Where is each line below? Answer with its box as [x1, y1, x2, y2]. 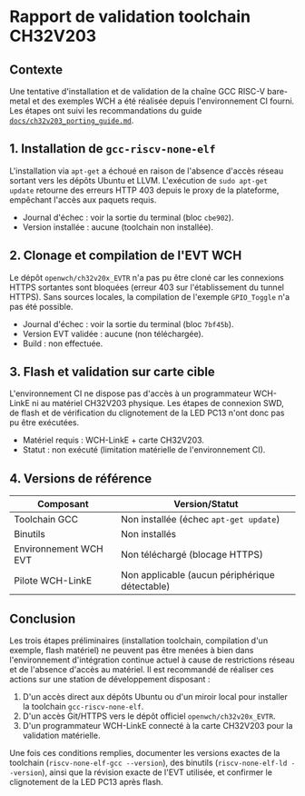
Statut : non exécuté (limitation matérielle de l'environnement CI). [22, 444, 266, 455]
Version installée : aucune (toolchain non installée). [22, 221, 213, 233]
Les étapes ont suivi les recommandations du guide [9, 105, 202, 115]
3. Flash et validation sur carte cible [9, 364, 215, 380]
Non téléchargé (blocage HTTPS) [121, 548, 263, 561]
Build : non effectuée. [22, 338, 103, 349]
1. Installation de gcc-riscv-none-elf [9, 141, 216, 156]
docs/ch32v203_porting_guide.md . [9, 115, 134, 125]
